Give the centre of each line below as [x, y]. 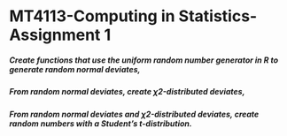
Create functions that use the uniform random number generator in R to [144, 60]
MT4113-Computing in [92, 16]
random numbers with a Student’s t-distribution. [101, 123]
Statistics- [218, 16]
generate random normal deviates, [75, 69]
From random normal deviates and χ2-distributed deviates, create [134, 114]
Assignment [55, 35]
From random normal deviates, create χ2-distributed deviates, [127, 92]
